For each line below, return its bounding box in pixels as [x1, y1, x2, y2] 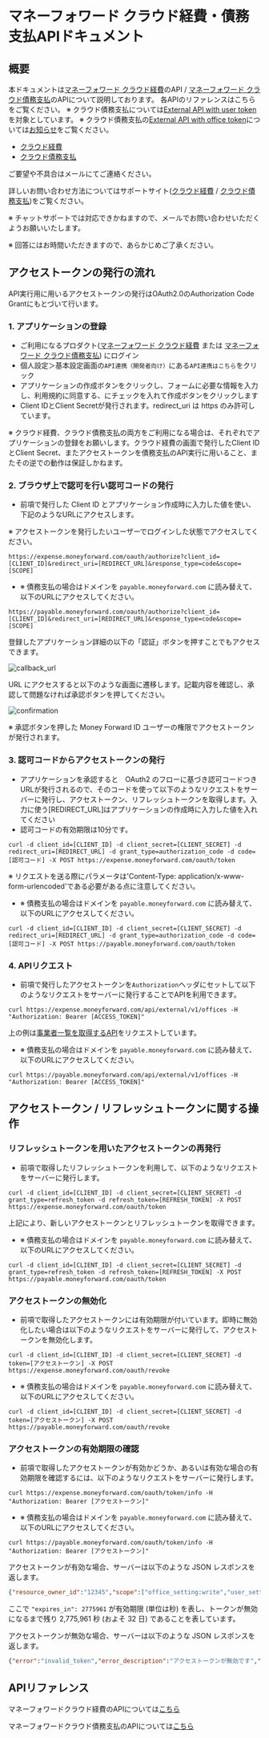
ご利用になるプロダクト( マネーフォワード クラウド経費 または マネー [19, 340, 246, 350]
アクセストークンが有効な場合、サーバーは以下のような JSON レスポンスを [8, 1562, 255, 1572]
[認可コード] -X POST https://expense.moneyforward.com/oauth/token [8, 856, 236, 864]
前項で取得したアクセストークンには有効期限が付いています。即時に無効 [19, 1314, 258, 1325]
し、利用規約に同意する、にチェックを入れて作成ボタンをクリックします [19, 391, 259, 401]
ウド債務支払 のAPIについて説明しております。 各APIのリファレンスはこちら [8, 95, 256, 104]
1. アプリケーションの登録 [8, 320, 106, 332]
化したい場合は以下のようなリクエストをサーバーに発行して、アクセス [19, 1325, 251, 1334]
